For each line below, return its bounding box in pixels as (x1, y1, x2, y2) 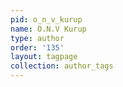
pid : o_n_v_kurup (10, 14, 83, 25)
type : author (10, 33, 65, 43)
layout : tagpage (10, 52, 78, 62)
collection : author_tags (10, 61, 114, 71)
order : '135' (10, 42, 65, 53)
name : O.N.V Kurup (10, 24, 87, 34)
